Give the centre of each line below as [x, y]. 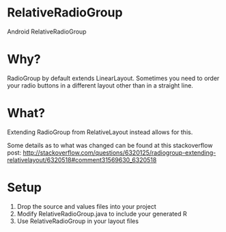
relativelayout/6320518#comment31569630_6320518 [82, 159]
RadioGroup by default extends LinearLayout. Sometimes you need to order [113, 78]
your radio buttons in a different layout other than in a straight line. [100, 85]
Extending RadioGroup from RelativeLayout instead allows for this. [100, 132]
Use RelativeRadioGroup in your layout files [77, 221]
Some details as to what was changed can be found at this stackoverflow [110, 145]
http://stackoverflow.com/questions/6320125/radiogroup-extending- [119, 153]
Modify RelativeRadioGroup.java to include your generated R [102, 214]
